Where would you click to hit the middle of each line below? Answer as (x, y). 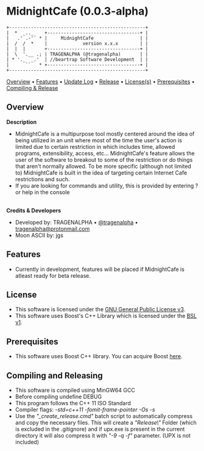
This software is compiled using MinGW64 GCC (75, 390)
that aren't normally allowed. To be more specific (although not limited (103, 166)
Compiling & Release (32, 88)
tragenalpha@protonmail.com (52, 229)
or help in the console (42, 192)
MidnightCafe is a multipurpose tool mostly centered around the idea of (105, 134)
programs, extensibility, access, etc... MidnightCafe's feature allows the (105, 153)
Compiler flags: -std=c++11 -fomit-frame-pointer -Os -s (85, 410)
